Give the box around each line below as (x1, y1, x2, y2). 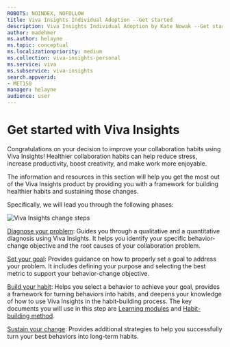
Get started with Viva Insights (7, 123, 180, 138)
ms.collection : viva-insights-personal (7, 55, 121, 62)
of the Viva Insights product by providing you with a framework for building (7, 179, 219, 188)
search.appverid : (7, 73, 57, 81)
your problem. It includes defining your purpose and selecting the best (7, 261, 206, 270)
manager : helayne (7, 86, 57, 93)
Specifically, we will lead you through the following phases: (7, 200, 174, 209)
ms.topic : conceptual (7, 42, 69, 49)
